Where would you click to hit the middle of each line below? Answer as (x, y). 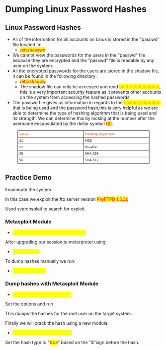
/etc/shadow (33, 81)
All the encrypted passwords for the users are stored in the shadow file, (86, 71)
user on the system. (33, 66)
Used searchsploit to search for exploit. (45, 209)
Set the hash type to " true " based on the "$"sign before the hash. (72, 343)
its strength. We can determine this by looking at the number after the (83, 118)
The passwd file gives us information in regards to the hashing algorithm (86, 102)
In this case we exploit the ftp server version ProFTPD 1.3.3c (67, 199)
